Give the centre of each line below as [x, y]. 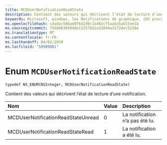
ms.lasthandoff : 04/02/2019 [34, 42]
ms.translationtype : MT [30, 33]
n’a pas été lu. [139, 121]
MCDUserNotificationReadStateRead [51, 132]
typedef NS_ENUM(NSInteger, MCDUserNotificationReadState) [68, 84]
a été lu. [132, 135]
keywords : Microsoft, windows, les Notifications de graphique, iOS [78, 19]
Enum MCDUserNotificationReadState [81, 71]
